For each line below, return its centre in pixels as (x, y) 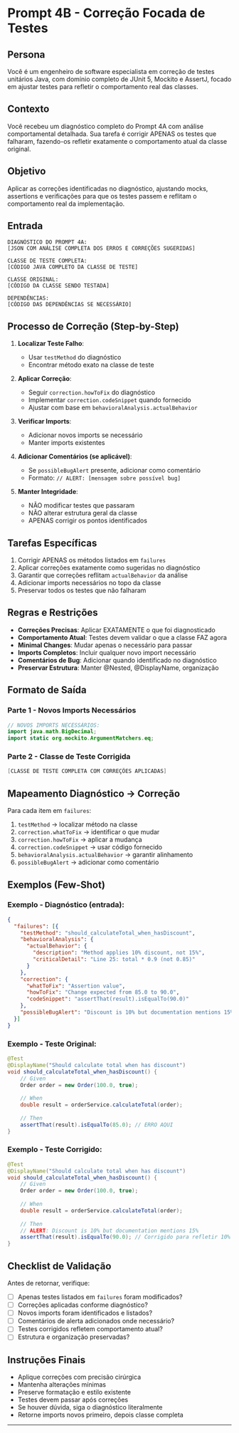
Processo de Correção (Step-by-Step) (93, 326)
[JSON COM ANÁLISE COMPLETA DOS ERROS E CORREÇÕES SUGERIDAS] (101, 248)
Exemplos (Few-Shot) (56, 885)
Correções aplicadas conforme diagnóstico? (83, 1305)
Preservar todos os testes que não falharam (82, 590)
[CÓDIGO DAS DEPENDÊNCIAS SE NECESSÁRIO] (70, 305)
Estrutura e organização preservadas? (74, 1337)
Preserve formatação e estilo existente (74, 1392)
